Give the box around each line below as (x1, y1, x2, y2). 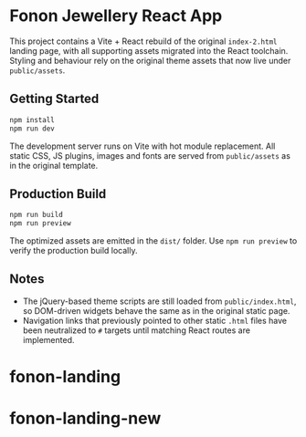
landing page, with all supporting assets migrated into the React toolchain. (9, 45, 289, 56)
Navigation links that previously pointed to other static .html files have (22, 315, 288, 326)
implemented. (22, 334, 75, 345)
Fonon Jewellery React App (9, 5, 223, 26)
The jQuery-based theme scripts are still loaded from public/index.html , (22, 296, 297, 307)
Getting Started (9, 91, 100, 107)
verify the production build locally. (9, 245, 138, 256)
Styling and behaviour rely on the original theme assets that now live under (9, 55, 291, 66)
